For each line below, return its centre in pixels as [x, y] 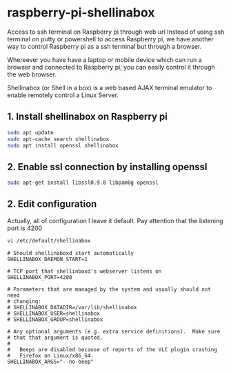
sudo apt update [30, 132]
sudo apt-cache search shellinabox [58, 139]
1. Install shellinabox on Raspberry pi [87, 117]
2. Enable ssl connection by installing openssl [108, 167]
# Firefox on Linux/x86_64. [51, 355]
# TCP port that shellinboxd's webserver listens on [84, 271]
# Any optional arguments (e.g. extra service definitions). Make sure [114, 331]
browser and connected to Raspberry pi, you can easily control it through [111, 67]
